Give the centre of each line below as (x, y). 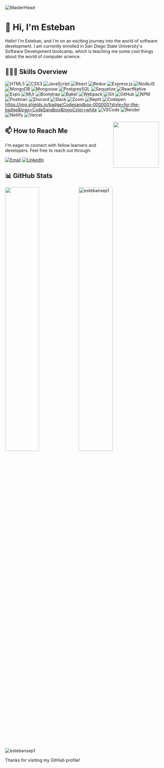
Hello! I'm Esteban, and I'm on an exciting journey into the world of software (81, 41)
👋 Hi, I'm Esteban (40, 27)
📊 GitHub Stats (29, 175)
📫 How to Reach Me (36, 131)
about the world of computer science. (43, 56)
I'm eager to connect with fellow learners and (51, 145)
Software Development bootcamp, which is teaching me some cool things (79, 51)
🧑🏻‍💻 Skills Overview (36, 72)
